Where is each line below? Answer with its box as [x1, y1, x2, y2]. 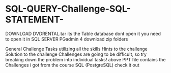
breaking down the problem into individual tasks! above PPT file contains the [5, 56, 166, 62]
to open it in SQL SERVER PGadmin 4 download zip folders [5, 36, 128, 42]
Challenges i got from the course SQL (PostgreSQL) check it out [5, 62, 140, 68]
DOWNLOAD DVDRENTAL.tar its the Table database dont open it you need [5, 30, 161, 36]
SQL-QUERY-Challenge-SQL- [5, 3, 131, 15]
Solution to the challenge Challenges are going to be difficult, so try [5, 51, 147, 57]
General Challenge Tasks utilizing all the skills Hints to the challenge [5, 46, 148, 52]
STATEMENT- [5, 14, 64, 25]
